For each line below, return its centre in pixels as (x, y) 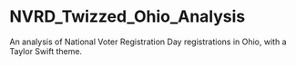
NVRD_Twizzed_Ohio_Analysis (128, 17)
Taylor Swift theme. (46, 51)
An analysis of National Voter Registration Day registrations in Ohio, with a (148, 42)
